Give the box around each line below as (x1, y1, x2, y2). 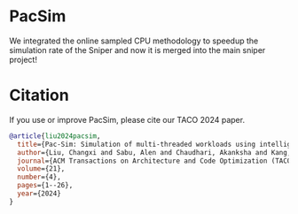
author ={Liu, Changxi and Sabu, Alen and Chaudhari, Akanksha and (17, 148, 268, 157)
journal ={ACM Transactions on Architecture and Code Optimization (17, 157, 268, 165)
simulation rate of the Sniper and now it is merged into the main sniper (9, 44, 266, 55)
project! (9, 54, 38, 65)
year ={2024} (17, 189, 62, 198)
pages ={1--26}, (17, 181, 74, 190)
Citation (9, 86, 69, 105)
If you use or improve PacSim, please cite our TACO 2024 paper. (9, 114, 246, 125)
